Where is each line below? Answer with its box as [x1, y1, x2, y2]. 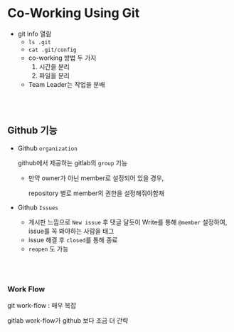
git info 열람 [17, 29, 52, 38]
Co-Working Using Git [7, 5, 140, 21]
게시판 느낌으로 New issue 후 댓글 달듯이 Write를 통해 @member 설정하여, [28, 217, 228, 226]
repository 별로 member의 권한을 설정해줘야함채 [28, 189, 165, 197]
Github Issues [17, 203, 59, 212]
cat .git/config [28, 46, 77, 53]
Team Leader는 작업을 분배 [28, 80, 105, 88]
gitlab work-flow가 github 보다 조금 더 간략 [7, 316, 129, 325]
